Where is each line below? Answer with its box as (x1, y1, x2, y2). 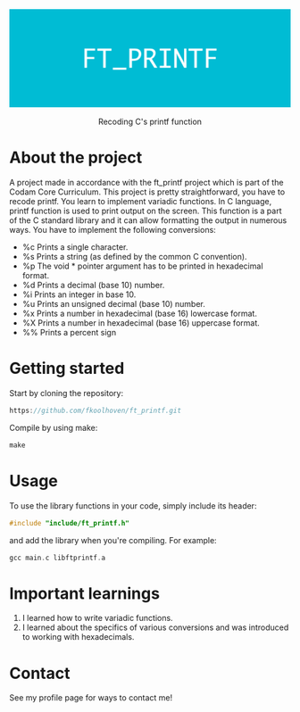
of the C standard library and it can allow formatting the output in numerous (9, 215, 287, 226)
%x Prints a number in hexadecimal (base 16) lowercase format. (21, 308, 257, 319)
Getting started (9, 359, 125, 378)
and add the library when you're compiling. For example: (9, 534, 217, 545)
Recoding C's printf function (97, 116, 203, 128)
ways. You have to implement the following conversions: (9, 225, 216, 236)
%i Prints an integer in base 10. (21, 289, 137, 300)
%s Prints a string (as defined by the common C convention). (21, 252, 247, 262)
